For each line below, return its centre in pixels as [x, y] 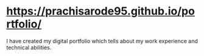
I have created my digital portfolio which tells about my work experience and [102, 41]
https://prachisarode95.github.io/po [100, 11]
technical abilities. [29, 47]
